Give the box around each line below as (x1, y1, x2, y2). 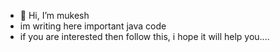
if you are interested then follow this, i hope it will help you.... (19, 31, 270, 42)
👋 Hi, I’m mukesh (19, 10, 90, 21)
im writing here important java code (19, 20, 167, 32)
